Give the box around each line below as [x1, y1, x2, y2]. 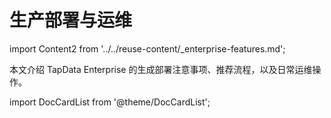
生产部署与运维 [9, 9, 133, 32]
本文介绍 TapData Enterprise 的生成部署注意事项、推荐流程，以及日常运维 [9, 63, 313, 75]
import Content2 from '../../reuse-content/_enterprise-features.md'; [9, 42, 286, 55]
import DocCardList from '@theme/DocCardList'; [9, 96, 211, 108]
